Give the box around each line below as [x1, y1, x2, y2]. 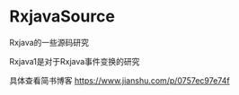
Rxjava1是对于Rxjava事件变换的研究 [9, 56, 140, 66]
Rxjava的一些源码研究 [9, 37, 90, 47]
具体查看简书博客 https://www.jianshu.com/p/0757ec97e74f [9, 74, 231, 86]
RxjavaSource [9, 6, 115, 27]
